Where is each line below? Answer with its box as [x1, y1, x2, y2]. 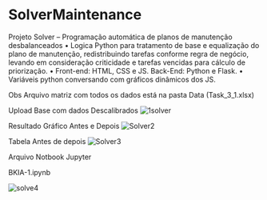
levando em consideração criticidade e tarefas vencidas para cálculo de [8, 58, 246, 67]
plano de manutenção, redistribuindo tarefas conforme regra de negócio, [8, 49, 249, 58]
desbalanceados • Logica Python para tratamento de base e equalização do [8, 40, 260, 50]
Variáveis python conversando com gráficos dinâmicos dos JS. [8, 74, 216, 84]
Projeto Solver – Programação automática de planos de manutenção [8, 32, 233, 42]
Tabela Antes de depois [8, 136, 86, 146]
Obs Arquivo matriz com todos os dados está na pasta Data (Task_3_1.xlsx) [8, 90, 254, 99]
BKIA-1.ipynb [8, 167, 51, 177]
